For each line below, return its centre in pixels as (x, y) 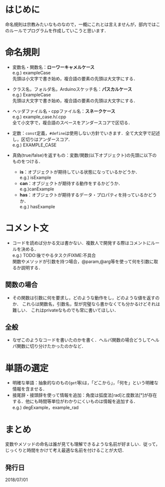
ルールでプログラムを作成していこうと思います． (59, 30)
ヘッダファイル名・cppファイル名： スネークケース (64, 111)
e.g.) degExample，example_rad (45, 408)
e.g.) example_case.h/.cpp (39, 117)
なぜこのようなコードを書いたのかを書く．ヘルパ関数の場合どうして (82, 340)
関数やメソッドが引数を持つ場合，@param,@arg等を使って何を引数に (83, 261)
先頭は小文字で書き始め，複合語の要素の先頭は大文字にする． (75, 78)
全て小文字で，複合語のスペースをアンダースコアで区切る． (72, 122)
